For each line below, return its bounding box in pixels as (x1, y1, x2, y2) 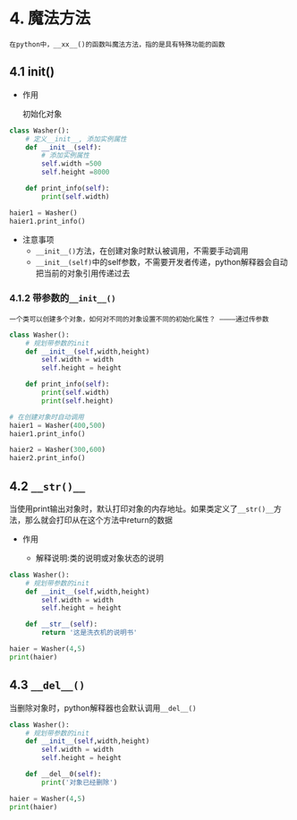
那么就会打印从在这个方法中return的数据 (24, 514, 173, 525)
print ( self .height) (41, 396, 115, 406)
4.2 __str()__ (9, 478, 86, 493)
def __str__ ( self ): (25, 619, 98, 629)
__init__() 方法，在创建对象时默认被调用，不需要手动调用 (35, 245, 249, 256)
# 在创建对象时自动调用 (9, 413, 85, 422)
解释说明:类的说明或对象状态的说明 (35, 552, 164, 563)
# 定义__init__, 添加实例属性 (25, 134, 127, 143)
